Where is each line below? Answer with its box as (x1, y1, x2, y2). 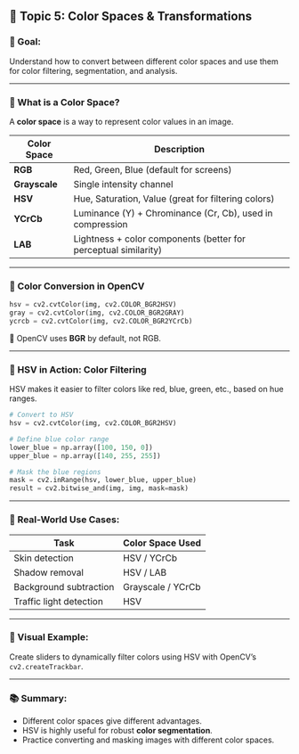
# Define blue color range (9, 434, 109, 444)
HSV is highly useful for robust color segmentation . (21, 725, 214, 736)
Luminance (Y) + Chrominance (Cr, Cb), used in (73, 207, 273, 219)
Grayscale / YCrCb (123, 580, 201, 593)
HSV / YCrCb (123, 552, 178, 564)
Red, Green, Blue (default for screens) (73, 163, 232, 176)
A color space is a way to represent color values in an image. (9, 116, 234, 127)
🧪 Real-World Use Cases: (9, 513, 120, 526)
